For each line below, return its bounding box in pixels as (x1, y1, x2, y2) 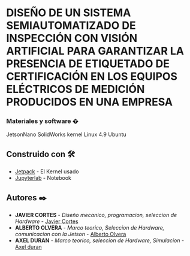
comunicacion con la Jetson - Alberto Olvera (14, 231, 126, 238)
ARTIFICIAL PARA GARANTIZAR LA (6, 44, 185, 58)
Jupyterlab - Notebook (14, 174, 72, 182)
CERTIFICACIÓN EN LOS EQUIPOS (6, 70, 178, 83)
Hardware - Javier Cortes (14, 218, 79, 225)
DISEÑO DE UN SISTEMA (6, 6, 131, 20)
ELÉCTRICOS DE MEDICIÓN (6, 83, 145, 96)
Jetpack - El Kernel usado (14, 168, 79, 175)
